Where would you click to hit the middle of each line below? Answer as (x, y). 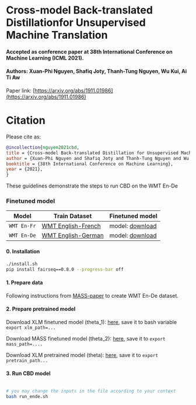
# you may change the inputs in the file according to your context (91, 391)
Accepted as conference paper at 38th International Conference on (90, 52)
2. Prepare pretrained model (41, 309)
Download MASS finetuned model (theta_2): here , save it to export (86, 338)
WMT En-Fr (22, 226)
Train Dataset (73, 216)
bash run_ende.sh (27, 396)
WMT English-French (71, 226)
